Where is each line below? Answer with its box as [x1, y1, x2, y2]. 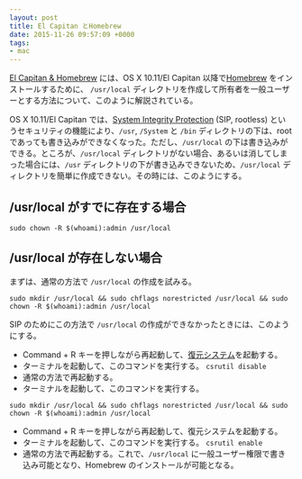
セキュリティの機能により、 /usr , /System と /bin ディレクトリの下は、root [16, 125, 292, 136]
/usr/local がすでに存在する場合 [9, 199, 187, 214]
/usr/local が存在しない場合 [9, 250, 163, 266]
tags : [9, 38, 30, 48]
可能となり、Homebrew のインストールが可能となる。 [38, 459, 239, 470]
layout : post [9, 13, 59, 23]
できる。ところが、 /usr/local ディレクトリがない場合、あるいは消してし [9, 148, 280, 158]
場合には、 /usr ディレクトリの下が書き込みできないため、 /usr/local [24, 159, 281, 170]
